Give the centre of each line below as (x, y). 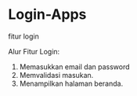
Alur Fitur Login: (34, 51)
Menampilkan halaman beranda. (71, 83)
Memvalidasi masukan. (56, 75)
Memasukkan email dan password (75, 66)
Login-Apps (47, 15)
